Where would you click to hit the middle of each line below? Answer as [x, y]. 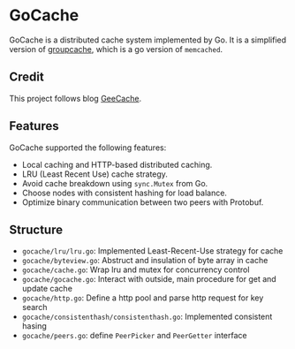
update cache [47, 289]
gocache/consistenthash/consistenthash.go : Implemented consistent [147, 317]
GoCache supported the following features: [88, 148]
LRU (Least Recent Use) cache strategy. [95, 174]
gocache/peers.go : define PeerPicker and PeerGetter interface [134, 336]
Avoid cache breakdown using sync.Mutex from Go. [115, 183]
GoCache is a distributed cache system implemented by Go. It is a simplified [148, 40]
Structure [36, 229]
